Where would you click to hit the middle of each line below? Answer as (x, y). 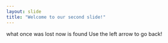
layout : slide (24, 11)
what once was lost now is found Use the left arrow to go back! (84, 34)
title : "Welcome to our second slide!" (56, 17)
